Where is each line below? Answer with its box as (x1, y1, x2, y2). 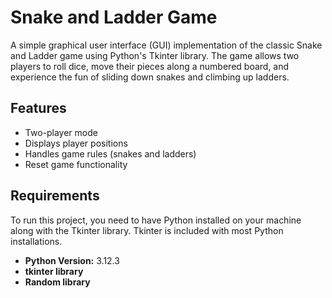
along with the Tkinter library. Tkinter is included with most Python (10, 224, 284, 236)
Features (10, 100, 67, 117)
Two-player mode (24, 126, 98, 138)
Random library (24, 276, 91, 288)
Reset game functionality (24, 158, 128, 170)
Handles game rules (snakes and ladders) (24, 147, 197, 160)
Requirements (10, 187, 100, 205)
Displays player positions (24, 137, 128, 149)
